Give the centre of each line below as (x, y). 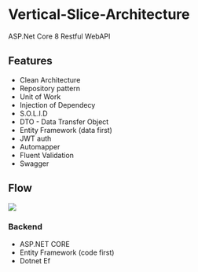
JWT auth (35, 138)
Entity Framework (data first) (66, 130)
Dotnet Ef (35, 260)
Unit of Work (40, 97)
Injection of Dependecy (57, 105)
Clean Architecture (50, 79)
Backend (26, 227)
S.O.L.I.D (34, 113)
